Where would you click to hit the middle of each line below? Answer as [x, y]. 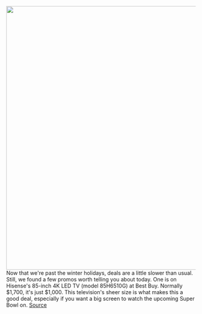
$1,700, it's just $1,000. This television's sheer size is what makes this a [95, 292]
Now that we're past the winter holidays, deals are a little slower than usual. [100, 273]
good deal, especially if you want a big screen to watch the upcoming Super [100, 299]
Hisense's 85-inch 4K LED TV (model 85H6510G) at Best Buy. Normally [94, 286]
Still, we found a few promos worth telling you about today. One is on [92, 279]
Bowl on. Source [26, 305]
